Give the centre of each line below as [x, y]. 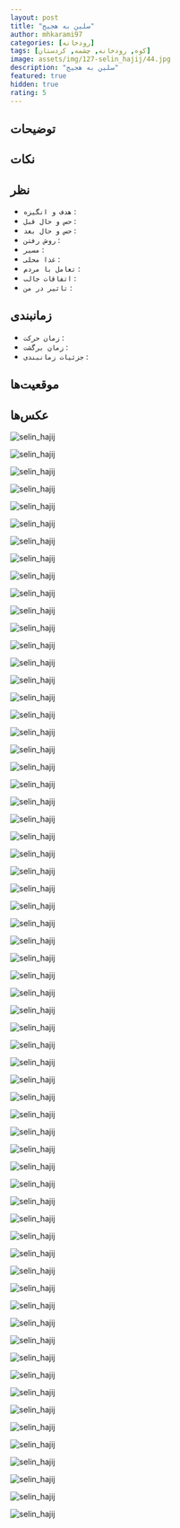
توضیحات [33, 129]
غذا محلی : [42, 259]
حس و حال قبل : [50, 221]
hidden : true [34, 84]
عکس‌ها [30, 415]
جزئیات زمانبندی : [56, 356]
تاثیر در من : [47, 288]
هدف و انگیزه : [50, 212]
